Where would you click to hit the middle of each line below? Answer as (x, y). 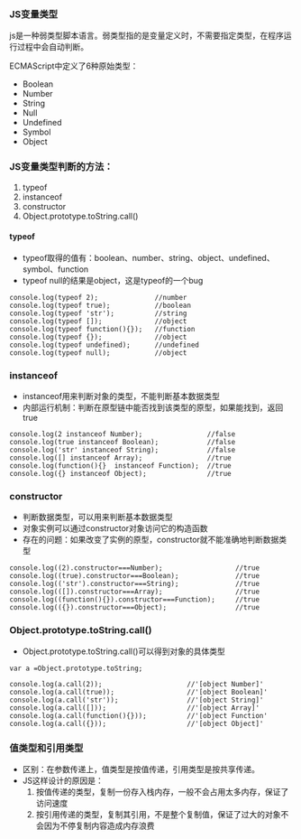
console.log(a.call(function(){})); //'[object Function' (139, 715)
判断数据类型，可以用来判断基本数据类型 (97, 517)
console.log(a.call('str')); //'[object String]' (137, 700)
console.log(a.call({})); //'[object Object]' (137, 723)
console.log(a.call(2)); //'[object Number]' (137, 684)
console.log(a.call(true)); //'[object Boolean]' (139, 692)
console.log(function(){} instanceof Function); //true (120, 466)
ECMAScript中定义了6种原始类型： (74, 66)
